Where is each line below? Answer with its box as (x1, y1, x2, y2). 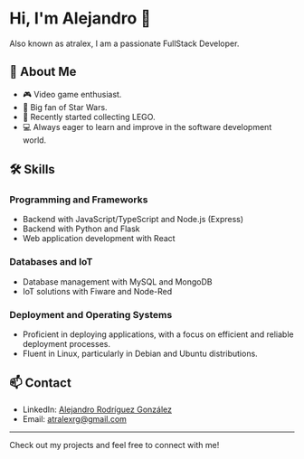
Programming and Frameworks (9, 193, 148, 206)
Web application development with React (22, 233, 176, 244)
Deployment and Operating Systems (9, 308, 173, 321)
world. (22, 135, 47, 145)
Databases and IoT (9, 256, 93, 268)
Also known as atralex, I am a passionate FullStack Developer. (9, 38, 240, 49)
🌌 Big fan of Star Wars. (22, 101, 108, 112)
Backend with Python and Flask (22, 223, 140, 234)
